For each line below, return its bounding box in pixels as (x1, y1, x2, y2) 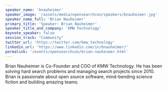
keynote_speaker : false (5, 30, 55, 35)
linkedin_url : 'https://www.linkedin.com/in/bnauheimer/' (5, 44, 128, 49)
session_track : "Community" (5, 35, 64, 40)
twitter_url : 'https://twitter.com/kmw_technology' (5, 40, 115, 45)
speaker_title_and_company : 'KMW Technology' (5, 26, 101, 31)
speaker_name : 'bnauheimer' (5, 7, 64, 12)
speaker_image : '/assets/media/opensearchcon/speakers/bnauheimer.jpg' (5, 12, 157, 17)
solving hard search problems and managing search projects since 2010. (5, 68, 155, 74)
